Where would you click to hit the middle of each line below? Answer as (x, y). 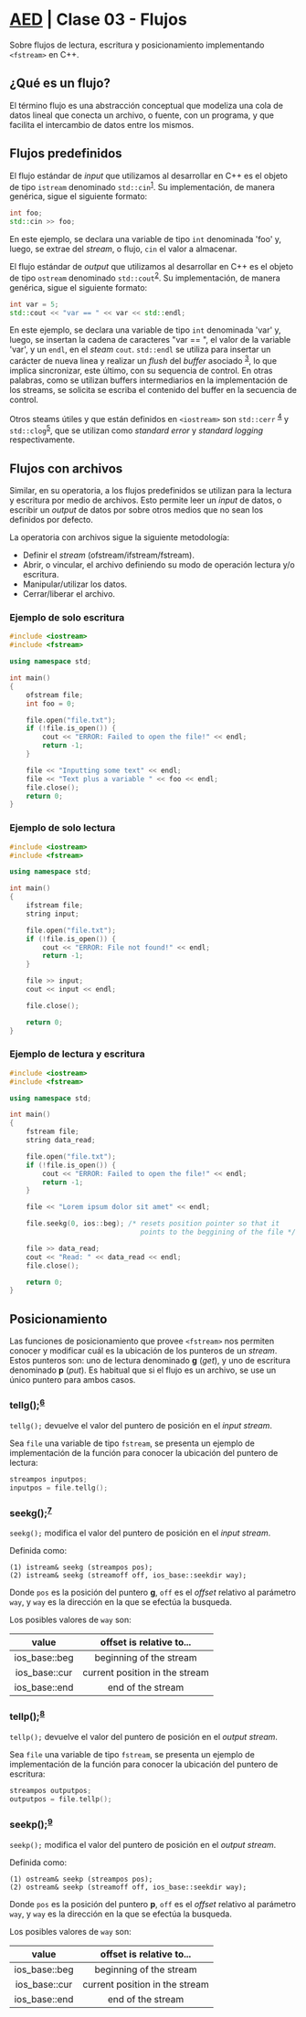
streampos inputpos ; (49, 1479)
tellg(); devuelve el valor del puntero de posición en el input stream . (141, 1425)
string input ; (53, 914)
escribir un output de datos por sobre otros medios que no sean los (136, 510)
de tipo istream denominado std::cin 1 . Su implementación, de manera (142, 186)
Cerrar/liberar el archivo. (69, 594)
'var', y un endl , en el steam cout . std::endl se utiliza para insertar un (140, 350)
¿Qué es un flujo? (60, 84)
